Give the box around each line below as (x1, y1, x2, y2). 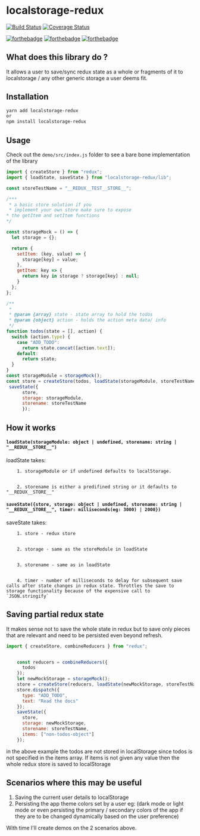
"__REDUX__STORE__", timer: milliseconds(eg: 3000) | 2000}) (6, 507, 161, 513)
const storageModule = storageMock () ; (6, 373, 102, 379)
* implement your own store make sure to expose (8, 207, 132, 213)
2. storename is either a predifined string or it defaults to (17, 484, 177, 490)
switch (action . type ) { (11, 334, 70, 340)
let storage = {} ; (11, 234, 58, 241)
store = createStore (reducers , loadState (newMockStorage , (17, 681, 164, 687)
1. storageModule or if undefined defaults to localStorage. (17, 468, 171, 474)
